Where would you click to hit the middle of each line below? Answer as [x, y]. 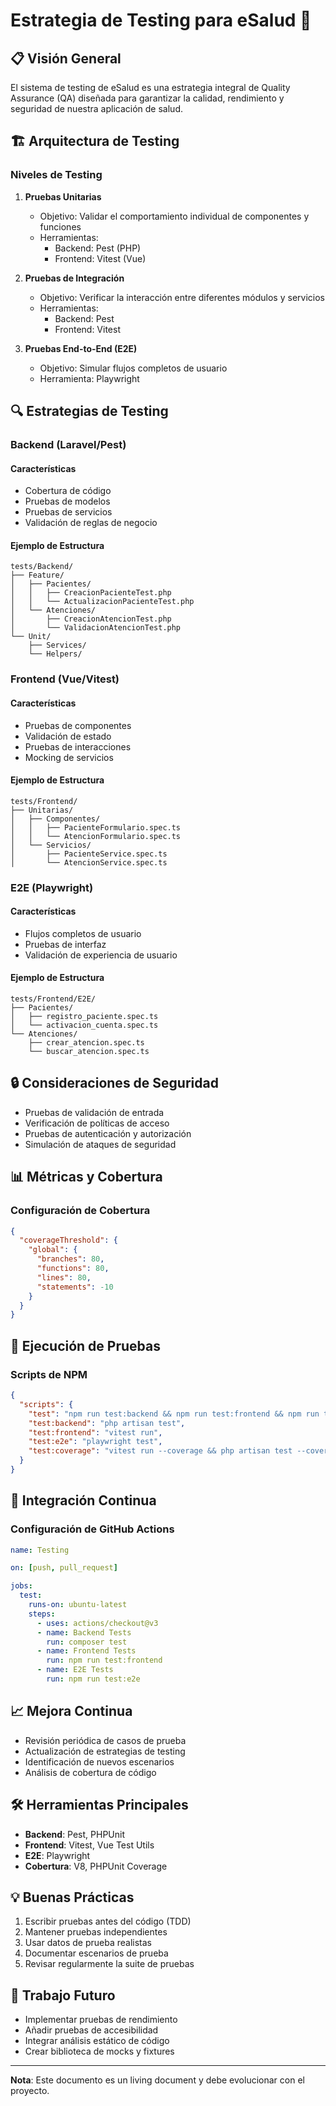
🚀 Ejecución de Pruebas [85, 1345]
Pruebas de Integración [74, 278]
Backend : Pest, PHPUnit [75, 1834]
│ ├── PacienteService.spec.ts [89, 854]
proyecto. [30, 2091]
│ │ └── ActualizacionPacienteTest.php [102, 602]
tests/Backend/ [42, 567]
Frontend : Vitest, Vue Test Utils [89, 1845]
